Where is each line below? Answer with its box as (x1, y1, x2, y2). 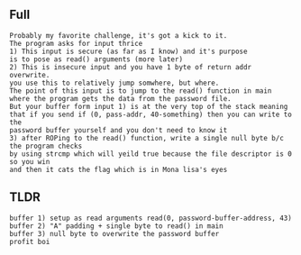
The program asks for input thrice (9, 39, 143, 48)
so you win (9, 157, 50, 166)
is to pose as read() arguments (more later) (9, 54, 183, 64)
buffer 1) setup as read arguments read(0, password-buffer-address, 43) (9, 214, 293, 223)
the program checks (9, 141, 83, 150)
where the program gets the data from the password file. (9, 94, 232, 103)
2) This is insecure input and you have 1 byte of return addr (9, 62, 252, 71)
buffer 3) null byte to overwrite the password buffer (9, 229, 220, 238)
